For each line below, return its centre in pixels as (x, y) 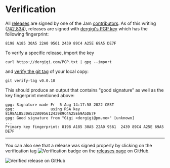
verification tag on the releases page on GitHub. (78, 151)
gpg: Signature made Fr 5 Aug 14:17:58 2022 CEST (60, 105)
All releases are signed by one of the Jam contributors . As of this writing (81, 23)
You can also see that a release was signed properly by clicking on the (79, 145)
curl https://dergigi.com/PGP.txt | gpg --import (59, 62)
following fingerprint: (27, 34)
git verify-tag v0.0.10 (30, 80)
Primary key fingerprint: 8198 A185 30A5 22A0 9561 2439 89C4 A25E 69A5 (85, 127)
